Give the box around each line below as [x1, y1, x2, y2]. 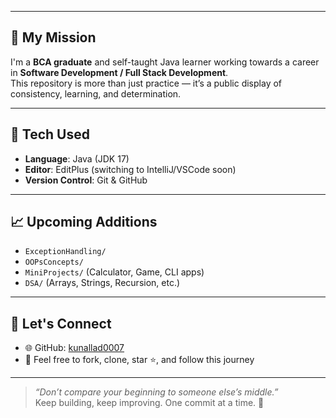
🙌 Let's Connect [10, 315, 112, 332]
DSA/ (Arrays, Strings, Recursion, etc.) [24, 277, 181, 289]
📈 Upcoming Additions [10, 214, 158, 231]
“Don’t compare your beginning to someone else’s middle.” [34, 386, 279, 398]
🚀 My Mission [10, 29, 97, 46]
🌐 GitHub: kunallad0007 [24, 342, 125, 354]
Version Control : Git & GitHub [24, 174, 148, 186]
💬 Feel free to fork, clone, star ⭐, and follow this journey [24, 354, 255, 366]
